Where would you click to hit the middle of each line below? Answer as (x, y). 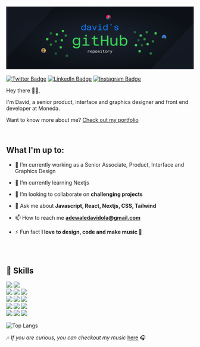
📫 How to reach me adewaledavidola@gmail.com (78, 217)
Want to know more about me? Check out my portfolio (72, 119)
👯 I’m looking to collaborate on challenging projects (79, 194)
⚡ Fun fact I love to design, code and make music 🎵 (78, 232)
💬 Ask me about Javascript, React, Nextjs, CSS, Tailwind (85, 205)
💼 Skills (20, 271)
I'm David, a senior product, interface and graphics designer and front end (97, 102)
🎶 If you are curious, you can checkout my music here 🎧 (76, 337)
